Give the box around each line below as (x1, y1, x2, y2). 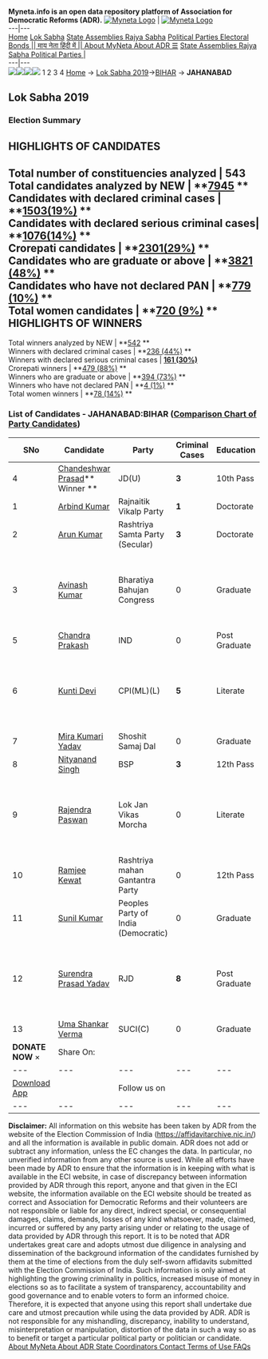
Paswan (57, 814, 88, 825)
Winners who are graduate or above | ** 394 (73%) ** (8, 372, 186, 381)
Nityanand (57, 753, 97, 764)
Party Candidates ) (8, 419, 81, 430)
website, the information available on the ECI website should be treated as (8, 1189, 252, 1198)
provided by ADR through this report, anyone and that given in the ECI (8, 1180, 238, 1190)
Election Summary (8, 115, 81, 126)
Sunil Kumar (57, 912, 104, 923)
